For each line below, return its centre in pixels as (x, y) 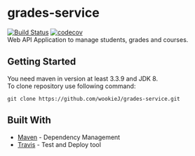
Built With (29, 120)
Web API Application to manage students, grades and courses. (98, 39)
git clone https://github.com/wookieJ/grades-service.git (94, 99)
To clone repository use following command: (72, 86)
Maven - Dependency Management (69, 137)
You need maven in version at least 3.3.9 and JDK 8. (83, 78)
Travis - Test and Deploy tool (59, 144)
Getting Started (42, 62)
